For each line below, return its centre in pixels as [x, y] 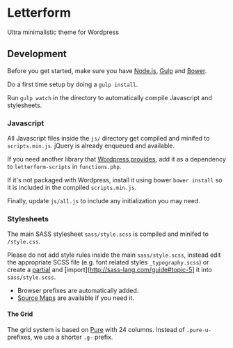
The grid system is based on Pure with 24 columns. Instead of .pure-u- [110, 329]
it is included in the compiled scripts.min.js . [72, 188]
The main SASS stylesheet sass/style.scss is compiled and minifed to [108, 234]
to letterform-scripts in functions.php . [64, 167]
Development [37, 54]
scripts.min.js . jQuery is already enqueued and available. [91, 146]
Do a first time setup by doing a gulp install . [73, 84]
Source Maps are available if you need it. [75, 298]
